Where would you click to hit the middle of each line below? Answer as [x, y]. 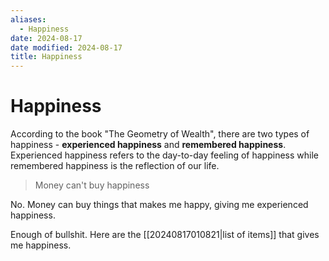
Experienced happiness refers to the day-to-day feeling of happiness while [164, 155]
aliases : [28, 19]
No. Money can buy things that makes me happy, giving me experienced [159, 205]
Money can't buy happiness [92, 185]
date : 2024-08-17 [46, 38]
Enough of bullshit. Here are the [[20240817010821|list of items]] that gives [165, 235]
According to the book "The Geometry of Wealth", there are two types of [160, 134]
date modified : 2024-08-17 [66, 47]
